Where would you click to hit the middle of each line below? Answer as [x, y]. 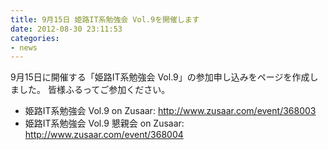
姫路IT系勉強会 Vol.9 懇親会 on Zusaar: [104, 123]
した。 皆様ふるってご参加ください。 [94, 90]
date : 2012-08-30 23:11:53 [66, 29]
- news [24, 47]
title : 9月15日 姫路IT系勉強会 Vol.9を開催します [105, 19]
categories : [35, 38]
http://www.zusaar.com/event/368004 [104, 135]
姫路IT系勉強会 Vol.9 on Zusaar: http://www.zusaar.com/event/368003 [170, 111]
